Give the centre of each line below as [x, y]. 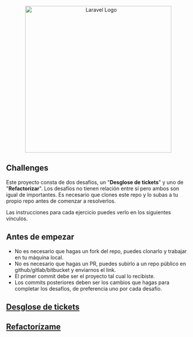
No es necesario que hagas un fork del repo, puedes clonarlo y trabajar [101, 251]
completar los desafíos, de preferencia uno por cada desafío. [88, 288]
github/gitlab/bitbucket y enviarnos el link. [65, 269]
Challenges [27, 168]
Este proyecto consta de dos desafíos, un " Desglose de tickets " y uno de [95, 182]
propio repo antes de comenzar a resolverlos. [61, 201]
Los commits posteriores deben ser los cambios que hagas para [92, 282]
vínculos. [17, 218]
